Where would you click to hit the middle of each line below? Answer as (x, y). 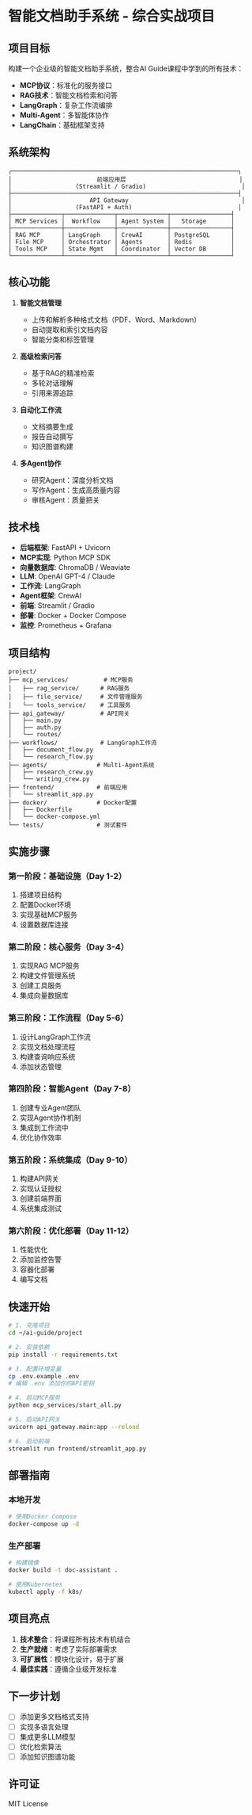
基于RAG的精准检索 (63, 373)
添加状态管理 (40, 1066)
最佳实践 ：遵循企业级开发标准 (68, 1668)
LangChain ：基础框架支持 (62, 125)
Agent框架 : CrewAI (51, 596)
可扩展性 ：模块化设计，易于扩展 (71, 1659)
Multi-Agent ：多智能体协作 (64, 115)
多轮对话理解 (52, 383)
